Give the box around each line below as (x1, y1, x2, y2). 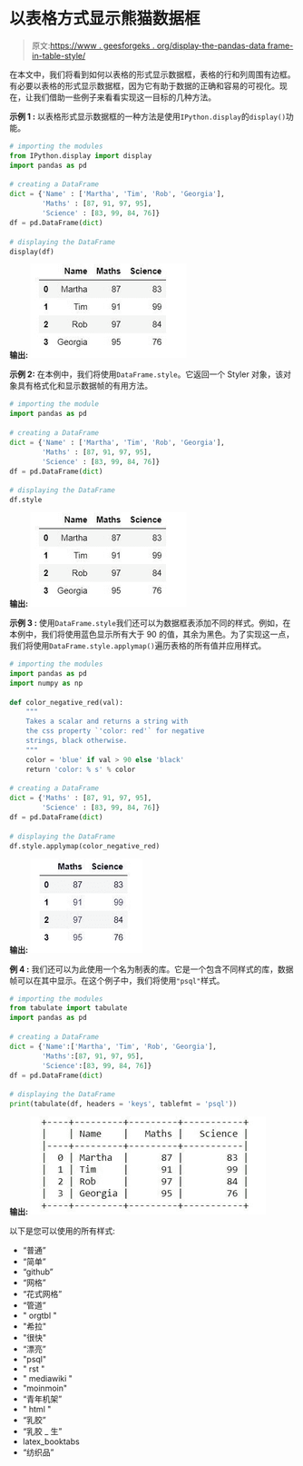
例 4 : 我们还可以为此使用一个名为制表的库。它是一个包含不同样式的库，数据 (9, 964, 294, 975)
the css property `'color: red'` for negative (25, 727, 205, 736)
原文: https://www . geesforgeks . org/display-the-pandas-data (31, 40, 266, 51)
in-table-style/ (31, 50, 86, 61)
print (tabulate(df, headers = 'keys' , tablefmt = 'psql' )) (9, 1100, 238, 1109)
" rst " (22, 1363, 45, 1374)
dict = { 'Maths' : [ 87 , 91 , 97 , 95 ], (9, 794, 152, 803)
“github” (22, 1266, 54, 1277)
